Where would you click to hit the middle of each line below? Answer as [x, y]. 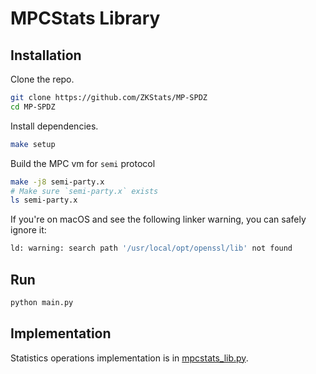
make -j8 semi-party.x [57, 182]
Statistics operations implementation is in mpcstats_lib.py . [129, 358]
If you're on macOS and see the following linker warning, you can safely [158, 219]
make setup [33, 144]
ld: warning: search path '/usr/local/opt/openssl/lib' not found [151, 248]
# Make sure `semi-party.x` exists [84, 191]
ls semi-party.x [44, 200]
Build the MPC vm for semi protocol [83, 163]
